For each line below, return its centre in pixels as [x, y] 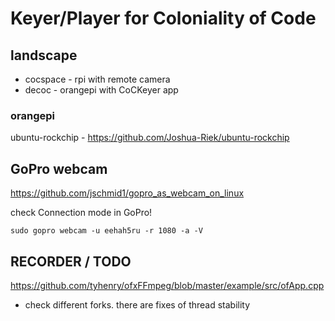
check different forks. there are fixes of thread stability [137, 304]
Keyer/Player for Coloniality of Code [163, 18]
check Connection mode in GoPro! [81, 213]
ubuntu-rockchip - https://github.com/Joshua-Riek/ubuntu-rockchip [150, 138]
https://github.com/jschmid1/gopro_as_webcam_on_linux [127, 193]
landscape [44, 55]
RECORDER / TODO [71, 261]
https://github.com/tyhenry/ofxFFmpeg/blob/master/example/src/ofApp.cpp [167, 285]
